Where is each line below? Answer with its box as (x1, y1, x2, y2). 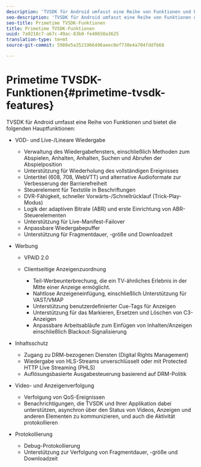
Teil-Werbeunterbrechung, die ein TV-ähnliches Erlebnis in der (32, 277, 187, 284)
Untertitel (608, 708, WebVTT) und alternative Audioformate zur (23, 173, 181, 180)
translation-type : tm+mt (6, 37, 68, 43)
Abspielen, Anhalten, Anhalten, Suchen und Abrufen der (23, 154, 163, 162)
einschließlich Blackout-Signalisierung (32, 327, 127, 335)
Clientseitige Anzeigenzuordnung (23, 265, 106, 272)
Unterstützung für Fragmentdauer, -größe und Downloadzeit (23, 231, 173, 238)
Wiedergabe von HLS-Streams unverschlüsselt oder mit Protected (23, 357, 187, 365)
